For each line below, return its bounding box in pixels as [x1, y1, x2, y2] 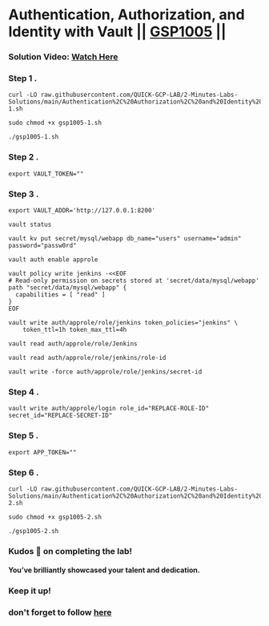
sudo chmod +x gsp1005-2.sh [8, 513, 102, 521]
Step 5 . [8, 430, 38, 442]
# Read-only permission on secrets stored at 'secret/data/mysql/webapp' [8, 277, 260, 285]
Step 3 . [8, 188, 39, 200]
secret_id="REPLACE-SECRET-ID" [8, 411, 113, 420]
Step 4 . [8, 386, 39, 398]
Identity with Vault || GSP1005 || [8, 22, 227, 41]
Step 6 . [8, 466, 39, 478]
